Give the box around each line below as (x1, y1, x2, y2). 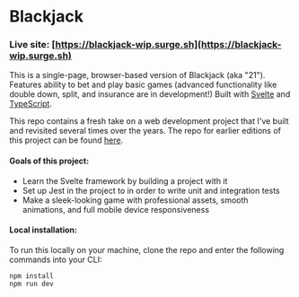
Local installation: (9, 224, 78, 235)
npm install (9, 271, 54, 280)
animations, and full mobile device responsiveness (22, 204, 209, 214)
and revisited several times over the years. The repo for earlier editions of (9, 126, 281, 136)
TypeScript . (9, 99, 52, 109)
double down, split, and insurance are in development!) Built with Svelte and (9, 89, 291, 100)
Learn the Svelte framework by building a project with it (22, 175, 228, 186)
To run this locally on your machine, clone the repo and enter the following (9, 244, 285, 255)
